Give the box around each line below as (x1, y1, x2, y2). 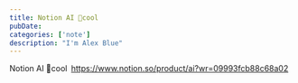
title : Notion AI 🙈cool (9, 13, 99, 23)
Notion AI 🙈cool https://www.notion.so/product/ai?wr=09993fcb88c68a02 (9, 63, 289, 74)
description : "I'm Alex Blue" (9, 38, 124, 48)
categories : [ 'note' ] (9, 30, 91, 39)
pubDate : (9, 22, 42, 31)
